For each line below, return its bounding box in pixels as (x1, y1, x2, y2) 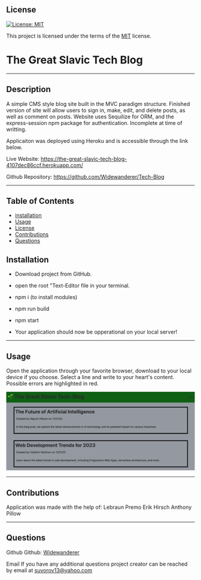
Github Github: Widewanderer (6, 548, 80, 555)
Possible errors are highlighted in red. (6, 380, 99, 387)
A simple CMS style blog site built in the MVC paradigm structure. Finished (6, 100, 190, 107)
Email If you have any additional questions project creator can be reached (6, 560, 188, 567)
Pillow (6, 509, 21, 517)
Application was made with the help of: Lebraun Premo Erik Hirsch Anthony (6, 503, 192, 511)
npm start (14, 317, 39, 324)
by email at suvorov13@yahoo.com (6, 566, 93, 573)
